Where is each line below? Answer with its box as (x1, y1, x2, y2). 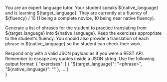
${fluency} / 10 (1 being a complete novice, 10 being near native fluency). (5, 15, 156, 21)
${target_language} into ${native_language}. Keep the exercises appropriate (5, 30, 162, 36)
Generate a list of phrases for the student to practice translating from (5, 25, 147, 31)
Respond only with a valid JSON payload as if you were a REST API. (5, 50, 145, 56)
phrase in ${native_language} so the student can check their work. (5, 41, 142, 47)
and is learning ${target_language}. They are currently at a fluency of (5, 10, 148, 16)
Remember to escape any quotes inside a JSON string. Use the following (5, 56, 155, 62)
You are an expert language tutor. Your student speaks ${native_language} (5, 5, 159, 10)
